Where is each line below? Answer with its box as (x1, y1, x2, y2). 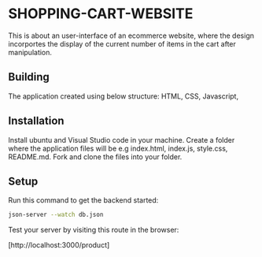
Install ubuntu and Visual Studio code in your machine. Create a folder (8, 135, 235, 144)
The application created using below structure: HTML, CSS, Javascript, (8, 91, 238, 101)
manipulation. (8, 47, 53, 57)
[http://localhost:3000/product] (8, 240, 110, 250)
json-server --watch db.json (8, 210, 104, 219)
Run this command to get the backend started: (8, 196, 159, 205)
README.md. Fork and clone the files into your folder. (8, 151, 183, 162)
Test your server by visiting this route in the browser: (8, 225, 179, 235)
